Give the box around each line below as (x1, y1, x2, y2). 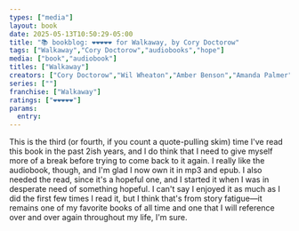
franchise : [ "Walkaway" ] (9, 87, 101, 96)
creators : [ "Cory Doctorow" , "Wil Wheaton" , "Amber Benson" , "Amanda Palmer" (9, 71, 293, 80)
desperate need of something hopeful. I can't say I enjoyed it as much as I (9, 184, 280, 195)
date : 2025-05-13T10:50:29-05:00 (9, 29, 133, 38)
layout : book (9, 21, 58, 30)
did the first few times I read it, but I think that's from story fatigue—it (9, 193, 263, 204)
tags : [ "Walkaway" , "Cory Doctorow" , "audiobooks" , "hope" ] (9, 46, 225, 55)
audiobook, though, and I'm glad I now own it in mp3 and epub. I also (9, 165, 263, 176)
